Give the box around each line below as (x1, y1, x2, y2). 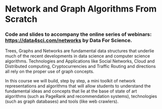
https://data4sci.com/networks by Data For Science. (5, 37, 132, 44)
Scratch (5, 14, 37, 25)
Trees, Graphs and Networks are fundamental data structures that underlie (5, 48, 154, 54)
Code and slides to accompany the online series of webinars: (5, 31, 152, 38)
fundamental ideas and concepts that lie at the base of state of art (5, 88, 137, 94)
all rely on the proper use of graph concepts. (5, 69, 95, 75)
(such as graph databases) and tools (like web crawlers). (5, 98, 119, 105)
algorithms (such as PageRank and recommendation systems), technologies (5, 93, 157, 99)
